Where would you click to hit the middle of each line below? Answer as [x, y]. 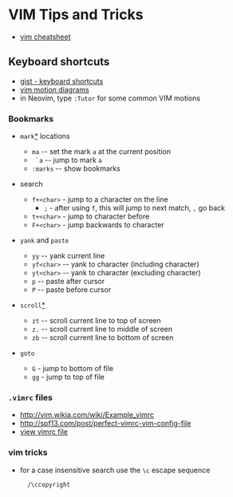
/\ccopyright [49, 484]
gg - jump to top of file [68, 377]
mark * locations [45, 136]
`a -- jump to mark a [69, 160]
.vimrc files [31, 397]
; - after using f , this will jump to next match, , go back [134, 208]
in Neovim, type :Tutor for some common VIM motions [110, 98]
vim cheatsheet [45, 37]
